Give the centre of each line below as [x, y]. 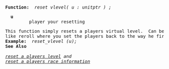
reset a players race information [48, 61]
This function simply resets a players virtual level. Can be [85, 31]
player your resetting [57, 22]
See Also [16, 46]
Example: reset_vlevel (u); [41, 41]
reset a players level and [38, 56]
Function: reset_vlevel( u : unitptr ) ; [58, 7]
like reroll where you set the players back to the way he [80, 36]
